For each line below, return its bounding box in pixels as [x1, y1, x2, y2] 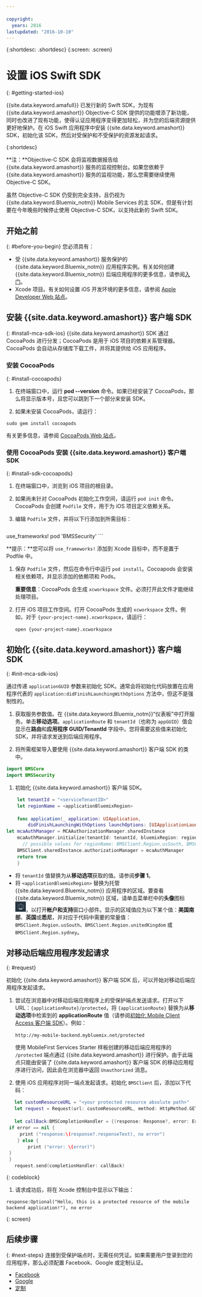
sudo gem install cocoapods [6, 421, 77, 427]
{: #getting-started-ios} [6, 89, 64, 96]
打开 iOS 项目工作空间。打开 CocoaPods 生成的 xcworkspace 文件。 [14, 606, 181, 613]
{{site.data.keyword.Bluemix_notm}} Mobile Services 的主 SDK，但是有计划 [6, 199, 193, 206]
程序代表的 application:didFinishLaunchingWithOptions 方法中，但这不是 [6, 690, 188, 698]
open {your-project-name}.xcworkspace [14, 627, 112, 633]
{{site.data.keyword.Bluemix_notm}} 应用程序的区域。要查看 [14, 887, 164, 894]
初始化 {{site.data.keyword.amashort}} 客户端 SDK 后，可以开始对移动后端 [6, 977, 191, 984]
